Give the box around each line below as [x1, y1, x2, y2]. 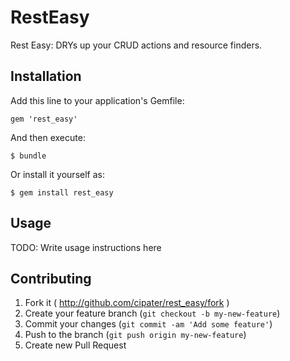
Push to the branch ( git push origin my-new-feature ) [24, 329, 247, 341]
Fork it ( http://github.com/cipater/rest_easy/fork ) [24, 297, 230, 309]
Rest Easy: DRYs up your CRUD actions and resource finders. [10, 39, 263, 51]
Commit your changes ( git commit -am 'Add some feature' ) [24, 318, 273, 330]
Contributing [10, 270, 92, 287]
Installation [10, 68, 82, 85]
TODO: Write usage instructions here [10, 241, 162, 253]
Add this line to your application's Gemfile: [10, 94, 185, 106]
